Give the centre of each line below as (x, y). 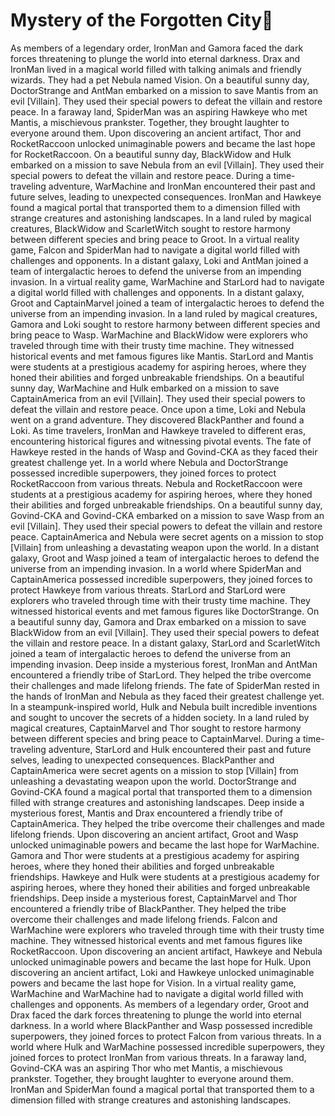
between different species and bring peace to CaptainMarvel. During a (155, 738)
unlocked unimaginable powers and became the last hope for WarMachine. (165, 845)
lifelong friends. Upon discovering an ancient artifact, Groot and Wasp (154, 834)
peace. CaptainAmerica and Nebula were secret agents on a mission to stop (167, 536)
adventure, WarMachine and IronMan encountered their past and (182, 186)
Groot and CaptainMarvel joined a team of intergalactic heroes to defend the (167, 303)
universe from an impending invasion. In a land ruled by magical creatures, (164, 313)
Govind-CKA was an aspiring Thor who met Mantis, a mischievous (146, 1068)
